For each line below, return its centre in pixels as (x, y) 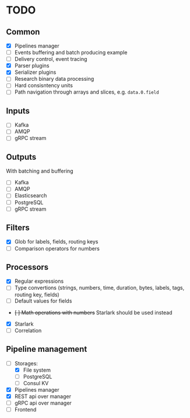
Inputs (18, 111)
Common (23, 32)
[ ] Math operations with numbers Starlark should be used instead (94, 312)
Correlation (28, 330)
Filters (18, 228)
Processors (27, 267)
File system (37, 370)
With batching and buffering (40, 171)
